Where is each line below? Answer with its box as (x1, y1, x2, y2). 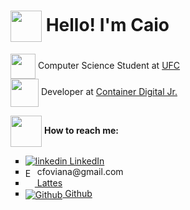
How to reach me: (43, 124, 119, 136)
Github (64, 188, 93, 200)
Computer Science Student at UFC (37, 59, 181, 71)
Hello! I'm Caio (45, 13, 170, 36)
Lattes (36, 176, 63, 189)
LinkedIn (69, 155, 105, 167)
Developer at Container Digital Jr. (40, 86, 178, 98)
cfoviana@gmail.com (36, 165, 124, 177)
